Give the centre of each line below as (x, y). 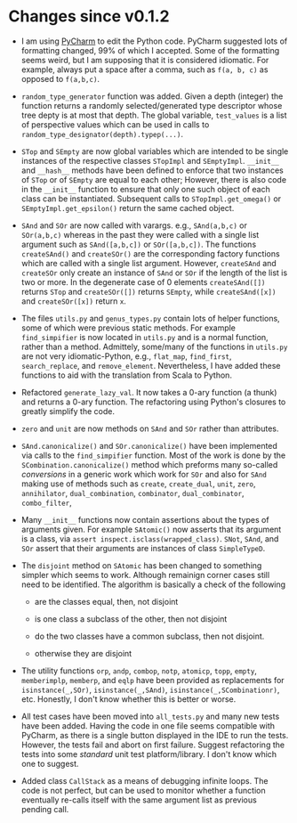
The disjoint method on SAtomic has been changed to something (141, 565)
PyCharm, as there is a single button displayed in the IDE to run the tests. (155, 735)
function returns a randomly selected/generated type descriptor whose (152, 105)
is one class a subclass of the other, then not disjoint (131, 619)
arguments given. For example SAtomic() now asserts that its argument (151, 529)
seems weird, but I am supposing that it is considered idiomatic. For (145, 60)
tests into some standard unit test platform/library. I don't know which (149, 754)
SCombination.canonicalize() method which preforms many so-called (149, 464)
